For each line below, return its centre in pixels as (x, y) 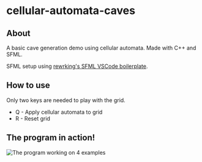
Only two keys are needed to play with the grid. (66, 100)
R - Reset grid (33, 118)
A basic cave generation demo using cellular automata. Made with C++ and (101, 48)
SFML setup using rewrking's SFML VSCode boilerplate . (77, 66)
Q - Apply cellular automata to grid (59, 112)
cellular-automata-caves (71, 11)
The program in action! (51, 138)
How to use (28, 85)
